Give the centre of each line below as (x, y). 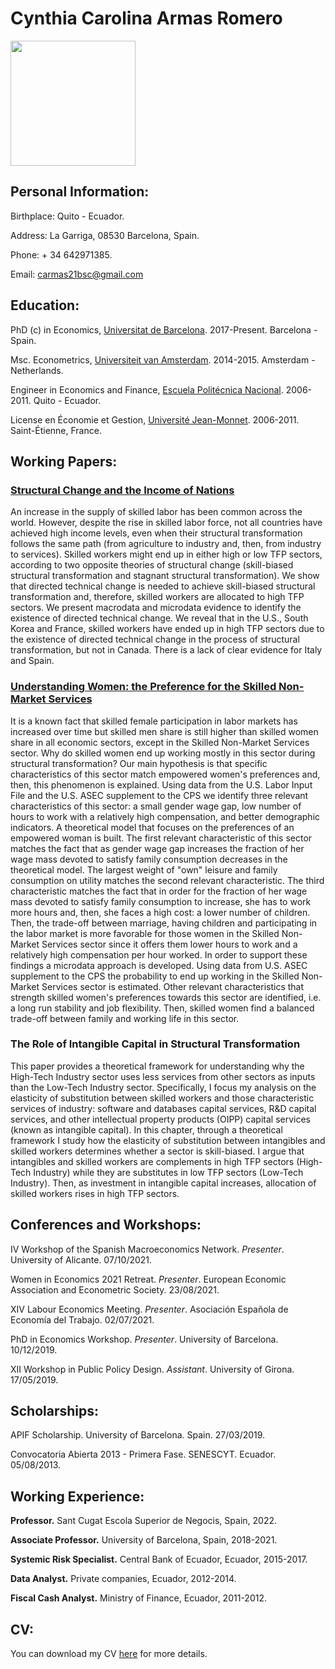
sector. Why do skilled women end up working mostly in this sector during (163, 753)
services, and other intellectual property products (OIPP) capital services (160, 1119)
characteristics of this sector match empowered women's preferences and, (165, 774)
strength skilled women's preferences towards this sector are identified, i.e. (166, 997)
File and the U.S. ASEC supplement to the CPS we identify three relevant (159, 795)
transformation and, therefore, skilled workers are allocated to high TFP (157, 597)
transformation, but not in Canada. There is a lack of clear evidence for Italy (166, 650)
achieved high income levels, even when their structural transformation (156, 533)
